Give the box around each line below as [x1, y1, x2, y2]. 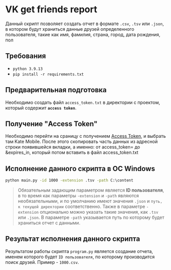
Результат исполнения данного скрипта [5, 235, 140, 243]
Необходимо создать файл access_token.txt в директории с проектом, [5, 99, 160, 106]
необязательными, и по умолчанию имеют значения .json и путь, [17, 198, 163, 204]
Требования [5, 52, 46, 60]
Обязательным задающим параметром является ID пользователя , [17, 187, 164, 193]
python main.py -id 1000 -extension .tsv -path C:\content [5, 178, 134, 183]
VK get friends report [5, 4, 97, 15]
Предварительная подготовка [5, 86, 107, 94]
